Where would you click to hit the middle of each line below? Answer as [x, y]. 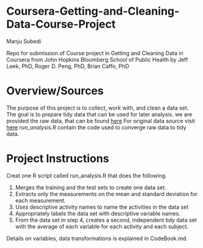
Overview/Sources [55, 91]
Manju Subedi [24, 41]
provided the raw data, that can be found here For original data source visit [101, 121]
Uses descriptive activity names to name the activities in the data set [102, 207]
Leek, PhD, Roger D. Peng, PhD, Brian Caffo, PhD [68, 66]
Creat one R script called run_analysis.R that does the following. [87, 175]
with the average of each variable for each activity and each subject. [102, 226]
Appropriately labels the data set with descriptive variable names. [98, 213]
